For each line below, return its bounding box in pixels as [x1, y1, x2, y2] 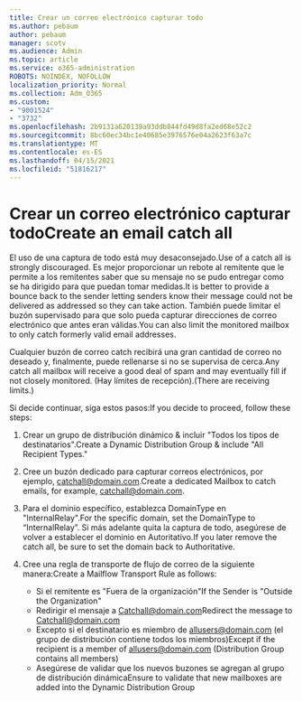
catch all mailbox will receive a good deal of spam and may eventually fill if [9, 366, 287, 377]
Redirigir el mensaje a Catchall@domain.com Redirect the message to [35, 605, 293, 616]
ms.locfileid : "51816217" [9, 164, 106, 173]
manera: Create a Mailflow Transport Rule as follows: [22, 568, 217, 579]
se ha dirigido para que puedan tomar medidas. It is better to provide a [9, 281, 270, 292]
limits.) [9, 385, 34, 396]
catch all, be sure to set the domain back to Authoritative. [22, 541, 236, 552]
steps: [9, 412, 32, 423]
